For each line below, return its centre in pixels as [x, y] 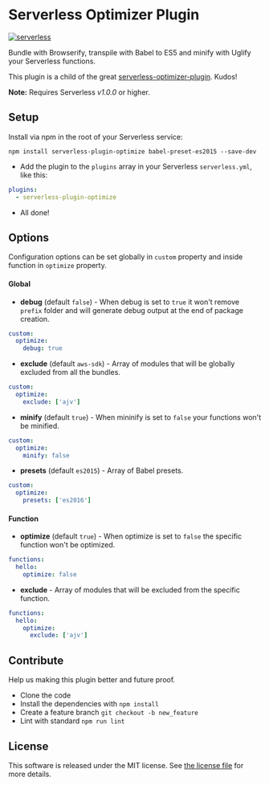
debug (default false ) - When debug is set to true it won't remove [129, 302]
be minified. [40, 425]
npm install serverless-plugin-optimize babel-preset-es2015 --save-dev [132, 151]
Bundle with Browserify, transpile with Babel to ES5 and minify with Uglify [130, 52]
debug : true [43, 348]
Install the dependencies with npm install [89, 704]
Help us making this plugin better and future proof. [92, 680]
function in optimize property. [57, 266]
